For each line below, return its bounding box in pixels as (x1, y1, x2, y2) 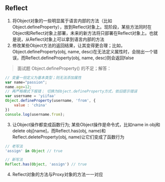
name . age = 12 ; (5, 84, 32, 90)
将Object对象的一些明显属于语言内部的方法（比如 (12, 17, 112, 24)
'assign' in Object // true (5, 148, 63, 153)
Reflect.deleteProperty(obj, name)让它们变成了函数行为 (12, 134, 125, 140)
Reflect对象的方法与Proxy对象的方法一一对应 (12, 172, 103, 178)
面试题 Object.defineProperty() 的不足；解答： (17, 65, 112, 71)
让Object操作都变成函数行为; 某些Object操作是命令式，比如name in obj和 (12, 121, 161, 128)
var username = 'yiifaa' (5, 93, 56, 98)
